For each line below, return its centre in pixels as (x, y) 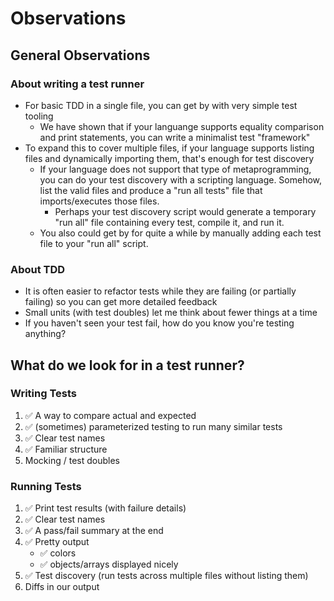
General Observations (80, 55)
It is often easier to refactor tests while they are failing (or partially (160, 291)
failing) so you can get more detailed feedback (121, 302)
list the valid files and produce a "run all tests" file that (151, 190)
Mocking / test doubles (72, 460)
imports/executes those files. (99, 201)
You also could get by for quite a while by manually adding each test (180, 233)
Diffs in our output (62, 587)
